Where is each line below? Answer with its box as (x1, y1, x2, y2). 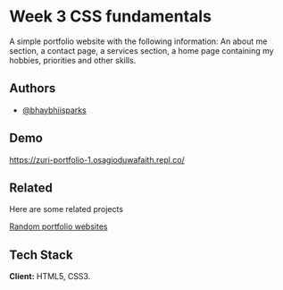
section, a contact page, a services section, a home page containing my (9, 45, 274, 55)
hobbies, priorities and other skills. (9, 55, 137, 65)
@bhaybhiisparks (21, 105, 87, 115)
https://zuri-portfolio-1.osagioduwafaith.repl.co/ (9, 154, 185, 165)
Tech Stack (9, 247, 73, 262)
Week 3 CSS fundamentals (9, 6, 212, 27)
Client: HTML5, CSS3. (9, 271, 91, 282)
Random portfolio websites (9, 221, 108, 232)
